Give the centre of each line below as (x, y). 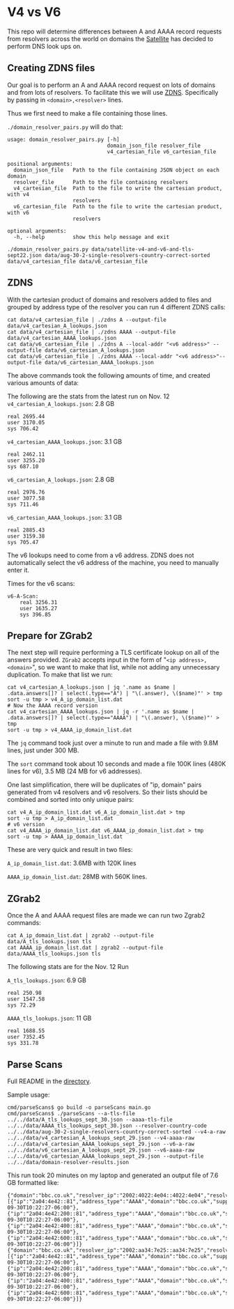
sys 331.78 (23, 1043)
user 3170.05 (26, 422)
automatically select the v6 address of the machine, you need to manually (113, 562)
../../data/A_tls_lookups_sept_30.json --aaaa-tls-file (90, 1120)
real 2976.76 (26, 492)
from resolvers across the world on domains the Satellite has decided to (110, 38)
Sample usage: (29, 1095)
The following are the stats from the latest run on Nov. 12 (88, 396)
